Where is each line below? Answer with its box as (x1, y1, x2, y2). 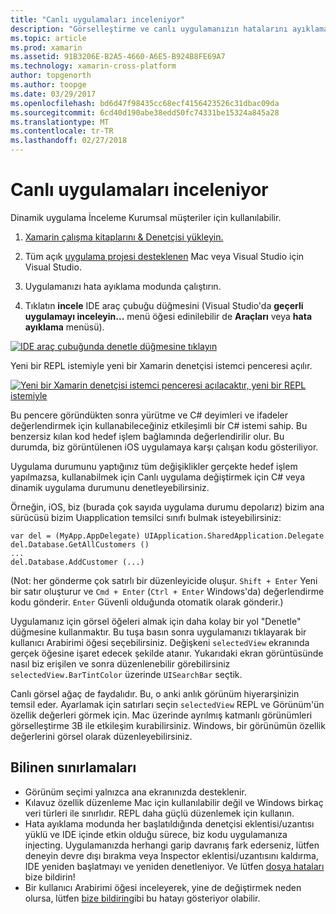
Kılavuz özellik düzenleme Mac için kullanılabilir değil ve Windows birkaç (24, 796, 324, 808)
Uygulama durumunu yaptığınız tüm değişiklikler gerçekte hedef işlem (10, 460, 298, 472)
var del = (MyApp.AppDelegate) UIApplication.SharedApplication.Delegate (10, 531, 325, 541)
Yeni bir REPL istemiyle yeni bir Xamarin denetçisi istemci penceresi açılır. (10, 359, 313, 371)
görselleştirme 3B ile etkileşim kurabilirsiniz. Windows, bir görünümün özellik (10, 719, 326, 731)
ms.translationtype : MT (10, 117, 110, 127)
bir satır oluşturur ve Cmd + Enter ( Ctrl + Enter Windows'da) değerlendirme (10, 585, 325, 597)
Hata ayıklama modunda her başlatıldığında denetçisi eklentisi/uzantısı (24, 817, 315, 830)
